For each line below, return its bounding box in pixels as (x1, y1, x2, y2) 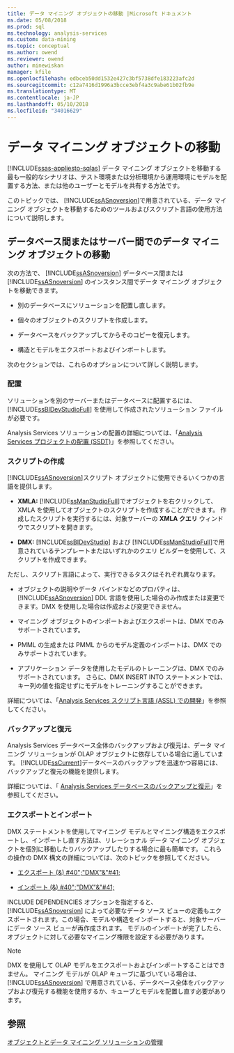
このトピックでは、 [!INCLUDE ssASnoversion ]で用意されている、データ (7, 196, 213, 204)
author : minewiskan (7, 62, 64, 69)
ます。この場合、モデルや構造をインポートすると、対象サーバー (43, 915, 226, 923)
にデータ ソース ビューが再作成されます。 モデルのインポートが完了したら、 (7, 923, 225, 932)
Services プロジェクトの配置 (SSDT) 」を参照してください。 (7, 437, 178, 446)
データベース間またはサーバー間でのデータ (7, 236, 190, 248)
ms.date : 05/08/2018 (7, 17, 68, 24)
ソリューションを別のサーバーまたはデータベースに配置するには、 (7, 396, 196, 405)
